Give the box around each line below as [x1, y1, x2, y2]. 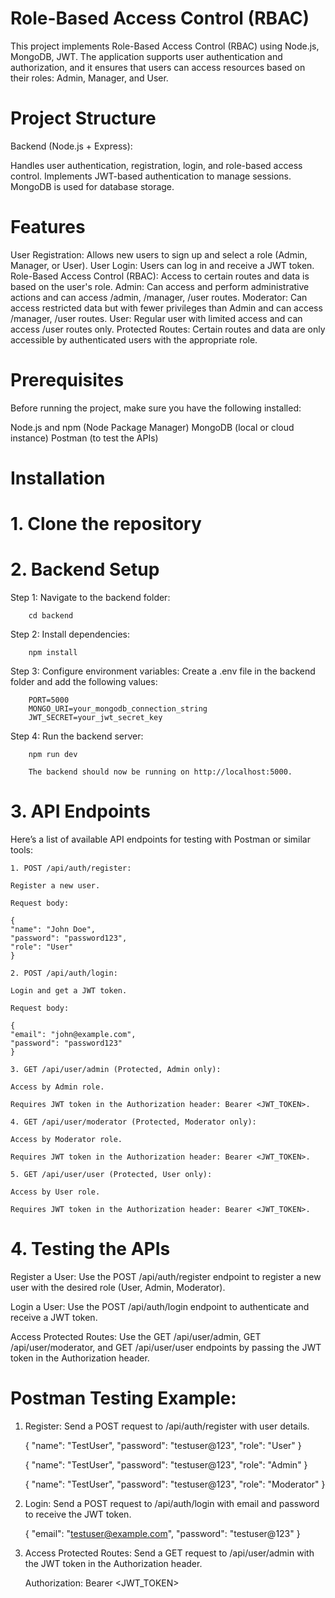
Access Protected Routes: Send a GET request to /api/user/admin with [24, 1547, 315, 1559]
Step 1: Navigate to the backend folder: [10, 592, 171, 604]
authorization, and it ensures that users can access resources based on [10, 61, 306, 73]
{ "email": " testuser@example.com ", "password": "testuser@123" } [24, 1527, 301, 1539]
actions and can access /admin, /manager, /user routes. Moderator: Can [10, 291, 308, 303]
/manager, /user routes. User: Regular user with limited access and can [10, 312, 303, 324]
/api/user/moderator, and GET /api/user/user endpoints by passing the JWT [10, 1341, 322, 1353]
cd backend [28, 611, 74, 621]
